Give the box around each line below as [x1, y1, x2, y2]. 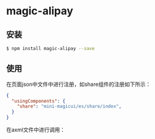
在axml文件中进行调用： [6, 126, 66, 134]
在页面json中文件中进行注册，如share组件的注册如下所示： [6, 81, 151, 88]
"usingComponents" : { [11, 98, 66, 104]
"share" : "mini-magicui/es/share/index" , [17, 103, 121, 110]
